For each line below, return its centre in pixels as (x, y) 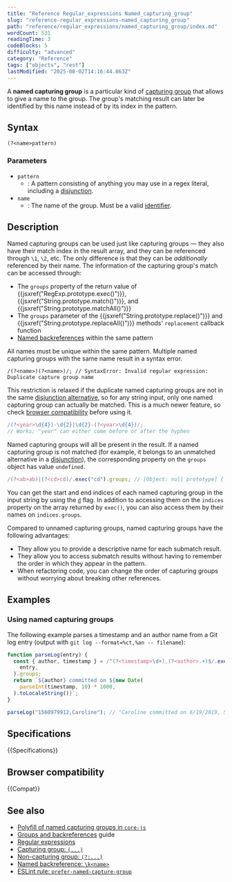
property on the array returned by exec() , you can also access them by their (116, 507)
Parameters (27, 161)
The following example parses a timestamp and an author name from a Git (113, 634)
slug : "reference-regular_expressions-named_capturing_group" (98, 20)
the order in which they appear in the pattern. (82, 564)
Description (33, 227)
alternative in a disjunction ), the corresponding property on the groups (107, 459)
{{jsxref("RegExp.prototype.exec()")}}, (72, 294)
